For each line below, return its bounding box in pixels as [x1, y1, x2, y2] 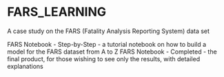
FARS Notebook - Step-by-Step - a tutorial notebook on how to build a [7, 40, 207, 48]
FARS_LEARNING [7, 4, 107, 20]
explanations [7, 62, 43, 70]
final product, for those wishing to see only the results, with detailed [7, 54, 201, 63]
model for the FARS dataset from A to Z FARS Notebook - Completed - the [7, 47, 217, 56]
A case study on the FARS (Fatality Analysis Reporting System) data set [7, 27, 210, 35]
